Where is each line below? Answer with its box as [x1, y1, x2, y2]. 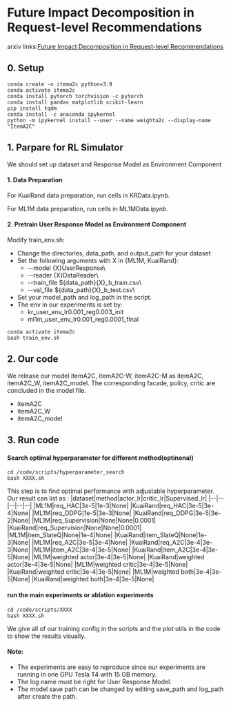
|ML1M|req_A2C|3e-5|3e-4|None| [32, 539, 128, 547]
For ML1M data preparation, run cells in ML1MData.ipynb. [7, 204, 169, 213]
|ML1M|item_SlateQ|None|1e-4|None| [7, 531, 113, 539]
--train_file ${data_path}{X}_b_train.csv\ [27, 278, 142, 287]
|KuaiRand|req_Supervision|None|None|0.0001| [7, 523, 142, 532]
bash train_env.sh [7, 334, 60, 341]
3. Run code [7, 434, 60, 446]
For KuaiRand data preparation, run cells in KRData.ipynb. [7, 191, 170, 200]
